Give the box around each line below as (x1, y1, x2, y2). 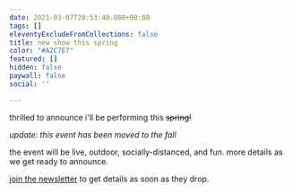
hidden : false (9, 63, 63, 72)
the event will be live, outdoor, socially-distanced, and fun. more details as (9, 147, 284, 157)
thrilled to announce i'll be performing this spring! (9, 112, 192, 122)
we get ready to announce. (9, 155, 109, 166)
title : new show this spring (9, 38, 118, 47)
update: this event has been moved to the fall (9, 129, 176, 139)
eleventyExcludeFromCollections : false (9, 29, 159, 38)
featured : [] (9, 55, 58, 63)
